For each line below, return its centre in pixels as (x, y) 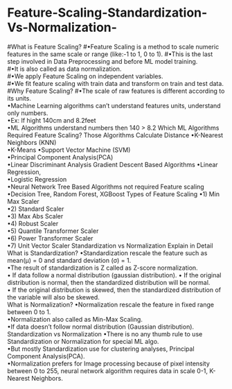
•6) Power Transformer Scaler (50, 238)
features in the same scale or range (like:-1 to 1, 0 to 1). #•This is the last (110, 54)
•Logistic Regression (37, 179)
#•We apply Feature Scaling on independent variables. (86, 76)
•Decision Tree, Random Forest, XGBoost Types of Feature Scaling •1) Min (114, 194)
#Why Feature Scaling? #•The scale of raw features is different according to (116, 91)
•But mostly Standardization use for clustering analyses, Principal (101, 349)
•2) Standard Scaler (36, 209)
